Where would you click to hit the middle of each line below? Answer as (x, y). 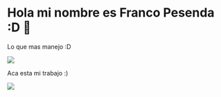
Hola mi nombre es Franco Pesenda (111, 13)
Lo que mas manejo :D (39, 46)
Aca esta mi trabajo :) (38, 73)
